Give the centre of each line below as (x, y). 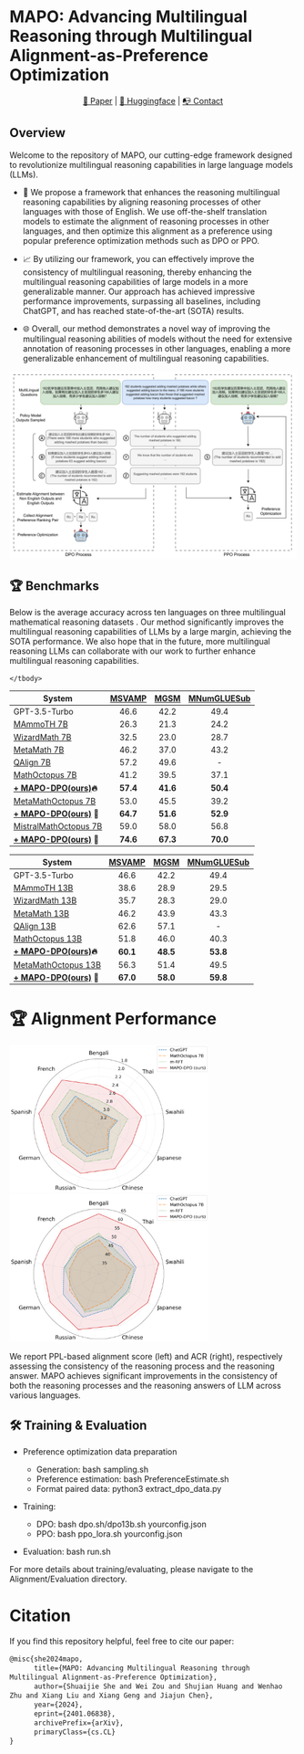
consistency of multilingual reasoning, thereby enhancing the (137, 272)
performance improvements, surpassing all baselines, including (142, 301)
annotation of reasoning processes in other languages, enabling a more (157, 348)
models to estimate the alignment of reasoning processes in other (146, 221)
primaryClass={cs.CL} (75, 1732)
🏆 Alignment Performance (113, 1019)
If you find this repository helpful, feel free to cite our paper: (122, 1642)
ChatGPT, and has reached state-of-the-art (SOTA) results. (133, 310)
